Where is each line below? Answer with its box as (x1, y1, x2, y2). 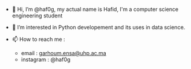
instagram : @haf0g (21, 56, 71, 63)
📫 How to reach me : (11, 36, 65, 43)
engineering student (11, 12, 63, 19)
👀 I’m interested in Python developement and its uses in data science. (11, 24, 186, 31)
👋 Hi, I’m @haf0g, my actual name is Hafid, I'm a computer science (11, 6, 179, 13)
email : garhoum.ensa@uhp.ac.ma (21, 50, 107, 56)
